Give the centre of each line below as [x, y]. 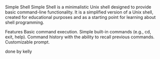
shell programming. [25, 22]
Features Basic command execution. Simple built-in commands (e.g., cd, [78, 32]
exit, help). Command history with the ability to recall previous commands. [80, 37]
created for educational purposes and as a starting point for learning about [80, 17]
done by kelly [19, 51]
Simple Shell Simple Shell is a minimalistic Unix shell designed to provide [78, 7]
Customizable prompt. [27, 42]
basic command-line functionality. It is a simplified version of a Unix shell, [79, 12]
